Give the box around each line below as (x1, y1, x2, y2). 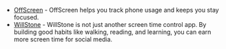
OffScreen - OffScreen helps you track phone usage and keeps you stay (13, 6, 219, 14)
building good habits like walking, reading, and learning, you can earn (13, 28, 212, 36)
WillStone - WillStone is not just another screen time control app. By (13, 21, 207, 28)
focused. (13, 13, 39, 21)
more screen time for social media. (13, 35, 112, 43)
